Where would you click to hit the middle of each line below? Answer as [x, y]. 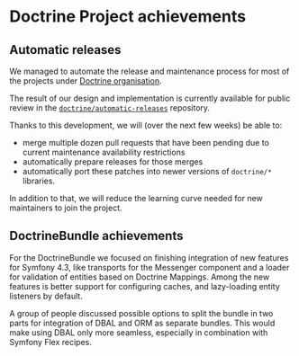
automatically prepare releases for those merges [113, 162]
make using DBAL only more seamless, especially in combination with [139, 332]
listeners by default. [46, 296]
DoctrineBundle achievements [96, 236]
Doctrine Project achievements [127, 17]
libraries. [39, 181]
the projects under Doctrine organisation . [86, 81]
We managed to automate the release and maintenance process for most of [149, 71]
